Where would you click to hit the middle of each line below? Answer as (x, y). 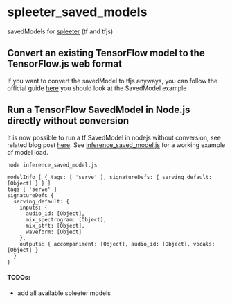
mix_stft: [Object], (55, 226)
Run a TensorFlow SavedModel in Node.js (99, 110)
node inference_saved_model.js (52, 165)
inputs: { (34, 208)
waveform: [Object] (53, 232)
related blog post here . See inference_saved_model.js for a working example (116, 145)
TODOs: (19, 278)
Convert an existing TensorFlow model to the (106, 53)
